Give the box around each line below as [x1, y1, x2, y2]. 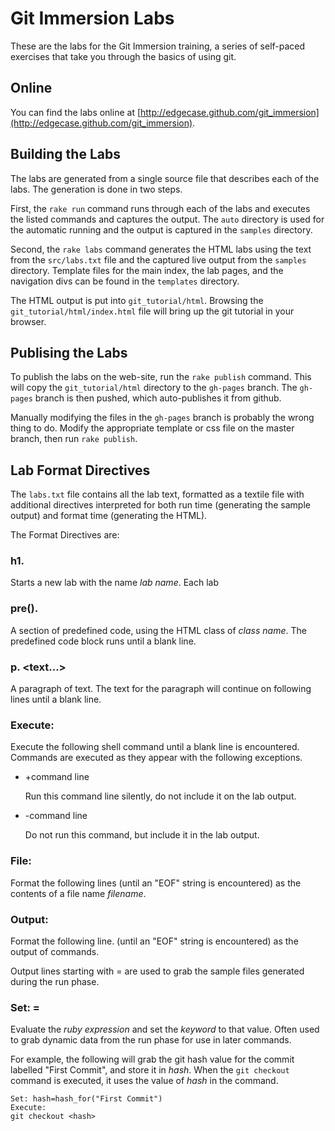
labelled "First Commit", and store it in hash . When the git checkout [10, 1064, 290, 1076]
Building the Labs [10, 146, 121, 163]
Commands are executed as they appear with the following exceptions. [10, 752, 303, 764]
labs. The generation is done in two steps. [10, 183, 183, 195]
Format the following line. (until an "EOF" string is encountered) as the [10, 935, 299, 947]
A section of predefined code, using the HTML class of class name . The [10, 624, 307, 636]
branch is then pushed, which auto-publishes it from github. [34, 392, 282, 404]
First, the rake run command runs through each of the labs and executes [10, 202, 311, 214]
